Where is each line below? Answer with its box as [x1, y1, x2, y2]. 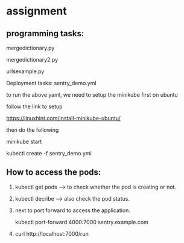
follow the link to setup [6, 103, 63, 110]
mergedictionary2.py [6, 56, 59, 63]
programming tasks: [6, 28, 84, 39]
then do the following [6, 126, 59, 134]
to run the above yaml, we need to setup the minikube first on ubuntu [6, 91, 178, 98]
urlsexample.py [6, 68, 45, 75]
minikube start [6, 138, 42, 145]
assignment [6, 4, 68, 18]
